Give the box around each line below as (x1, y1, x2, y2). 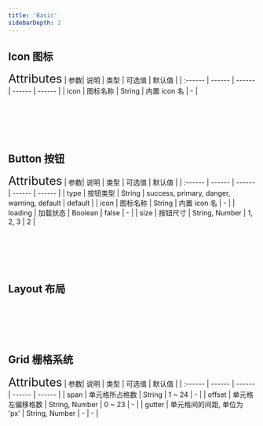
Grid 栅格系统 (8, 353, 74, 366)
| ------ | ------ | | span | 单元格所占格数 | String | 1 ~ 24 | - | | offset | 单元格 (8, 390, 254, 399)
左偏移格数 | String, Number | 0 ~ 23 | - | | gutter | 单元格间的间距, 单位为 (8, 399, 243, 409)
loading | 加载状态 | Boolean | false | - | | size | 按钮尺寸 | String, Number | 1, (8, 208, 253, 218)
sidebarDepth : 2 (8, 19, 61, 27)
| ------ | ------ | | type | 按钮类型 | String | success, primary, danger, (8, 189, 231, 198)
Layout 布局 (8, 282, 66, 296)
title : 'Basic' (8, 11, 58, 20)
